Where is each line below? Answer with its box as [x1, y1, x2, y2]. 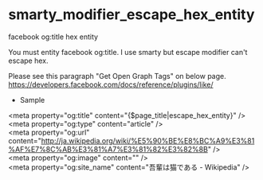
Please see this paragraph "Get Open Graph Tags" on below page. [8, 71, 227, 80]
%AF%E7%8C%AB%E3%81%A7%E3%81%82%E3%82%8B [8, 144, 209, 154]
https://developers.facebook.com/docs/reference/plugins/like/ [8, 80, 214, 89]
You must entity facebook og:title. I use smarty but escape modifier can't [8, 47, 248, 57]
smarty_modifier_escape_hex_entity [8, 6, 255, 24]
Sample [19, 95, 45, 104]
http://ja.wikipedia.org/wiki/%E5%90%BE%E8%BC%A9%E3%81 [41, 135, 255, 145]
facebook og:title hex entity [8, 32, 98, 41]
